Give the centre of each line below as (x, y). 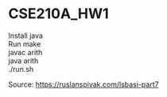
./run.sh (21, 69)
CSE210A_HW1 (58, 14)
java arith (23, 61)
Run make (25, 43)
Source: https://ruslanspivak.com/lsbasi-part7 (83, 84)
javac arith (25, 52)
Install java (26, 35)
